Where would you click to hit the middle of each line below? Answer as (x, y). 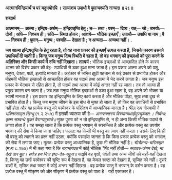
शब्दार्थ (11, 18)
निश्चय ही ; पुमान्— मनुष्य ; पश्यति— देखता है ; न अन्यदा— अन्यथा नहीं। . (72, 40)
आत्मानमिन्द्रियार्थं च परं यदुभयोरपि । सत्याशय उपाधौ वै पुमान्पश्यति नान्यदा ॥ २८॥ (69, 8)
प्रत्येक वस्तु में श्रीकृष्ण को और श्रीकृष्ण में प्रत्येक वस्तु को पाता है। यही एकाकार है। (70, 171)
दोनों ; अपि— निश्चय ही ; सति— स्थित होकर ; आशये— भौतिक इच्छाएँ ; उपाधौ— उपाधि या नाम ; (83, 34)
